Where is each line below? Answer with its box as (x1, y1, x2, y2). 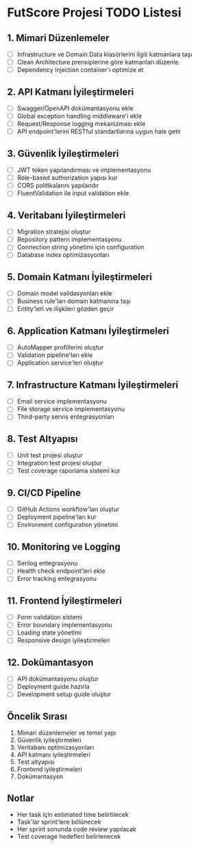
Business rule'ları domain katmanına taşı (16, 297, 132, 306)
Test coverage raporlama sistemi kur (16, 467, 121, 475)
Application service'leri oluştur (16, 358, 104, 367)
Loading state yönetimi (16, 628, 82, 637)
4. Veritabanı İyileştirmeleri (7, 209, 126, 221)
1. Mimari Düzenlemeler (7, 32, 110, 44)
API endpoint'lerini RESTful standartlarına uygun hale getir (16, 127, 182, 136)
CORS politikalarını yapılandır (16, 182, 99, 190)
